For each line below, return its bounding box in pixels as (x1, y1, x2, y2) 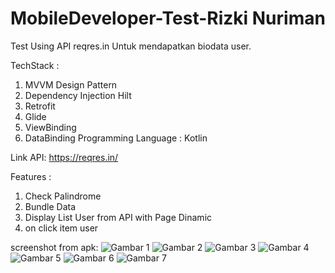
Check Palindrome (24, 190, 102, 202)
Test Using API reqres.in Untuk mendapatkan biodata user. (10, 40, 252, 52)
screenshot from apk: (10, 241, 99, 253)
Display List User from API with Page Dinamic (24, 211, 213, 223)
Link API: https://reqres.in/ (10, 151, 119, 163)
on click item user (24, 222, 99, 234)
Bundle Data (24, 200, 77, 212)
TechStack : (10, 59, 60, 71)
